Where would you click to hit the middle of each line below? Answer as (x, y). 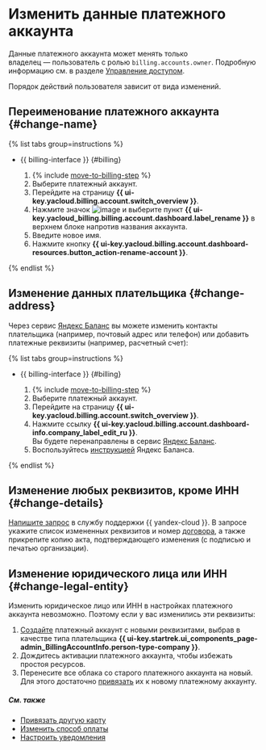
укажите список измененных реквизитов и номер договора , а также (127, 531)
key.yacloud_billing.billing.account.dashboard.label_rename (136, 218)
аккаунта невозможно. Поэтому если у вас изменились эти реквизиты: (132, 614)
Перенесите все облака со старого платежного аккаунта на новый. (136, 673)
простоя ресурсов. (53, 664)
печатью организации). (48, 548)
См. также (27, 700)
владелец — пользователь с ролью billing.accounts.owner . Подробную (132, 62)
